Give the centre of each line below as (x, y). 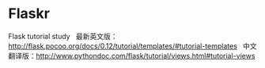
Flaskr (29, 14)
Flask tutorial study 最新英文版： (63, 36)
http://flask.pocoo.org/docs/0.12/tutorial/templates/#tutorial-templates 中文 (132, 46)
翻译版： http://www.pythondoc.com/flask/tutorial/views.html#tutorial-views (132, 55)
